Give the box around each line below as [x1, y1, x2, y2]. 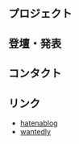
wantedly [19, 126, 51, 136]
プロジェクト [8, 6, 73, 21]
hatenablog [19, 118, 58, 128]
